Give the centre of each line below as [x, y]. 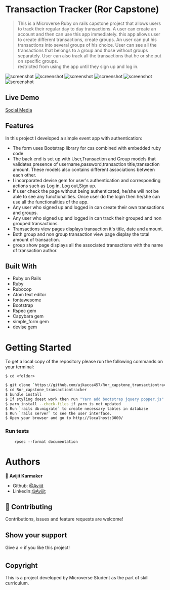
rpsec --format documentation [46, 442]
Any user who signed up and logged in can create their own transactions [88, 207]
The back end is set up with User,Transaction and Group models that [84, 159]
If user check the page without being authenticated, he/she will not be [86, 191]
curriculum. [17, 583]
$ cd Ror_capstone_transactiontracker [46, 390]
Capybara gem [28, 316]
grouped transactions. [36, 223]
